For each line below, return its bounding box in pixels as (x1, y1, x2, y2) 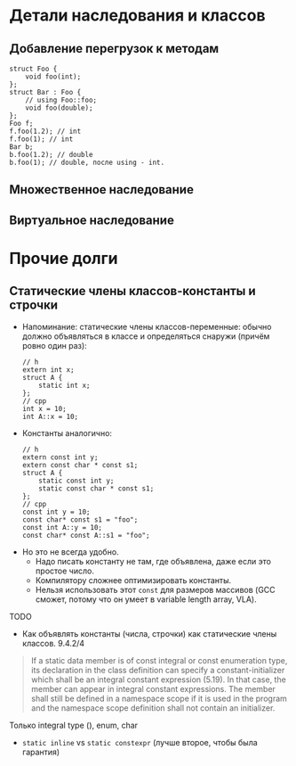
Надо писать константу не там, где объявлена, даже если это (35, 556, 271, 566)
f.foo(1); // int (9, 135, 74, 144)
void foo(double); (25, 103, 93, 112)
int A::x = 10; (21, 412, 79, 421)
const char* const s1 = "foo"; (21, 515, 139, 524)
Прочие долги (9, 248, 118, 268)
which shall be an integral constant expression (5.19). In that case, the (30, 674, 286, 685)
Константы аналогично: (21, 427, 113, 438)
